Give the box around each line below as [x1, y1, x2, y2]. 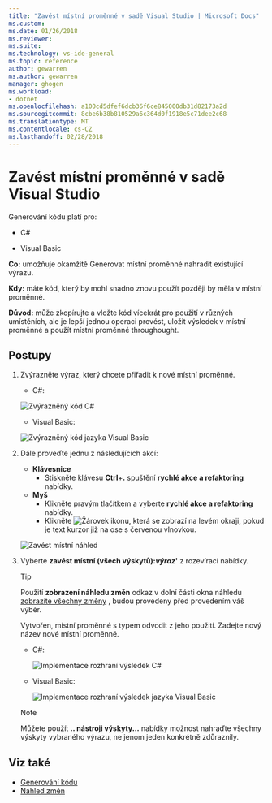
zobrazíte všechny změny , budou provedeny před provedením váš [19, 596, 245, 606]
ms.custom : [8, 19, 45, 28]
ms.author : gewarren [8, 72, 79, 80]
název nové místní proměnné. [19, 629, 119, 639]
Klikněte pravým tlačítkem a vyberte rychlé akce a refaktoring [44, 499, 253, 508]
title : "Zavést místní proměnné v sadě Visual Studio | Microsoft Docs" [8, 11, 260, 20]
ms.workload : [8, 87, 53, 96]
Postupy [8, 348, 52, 362]
